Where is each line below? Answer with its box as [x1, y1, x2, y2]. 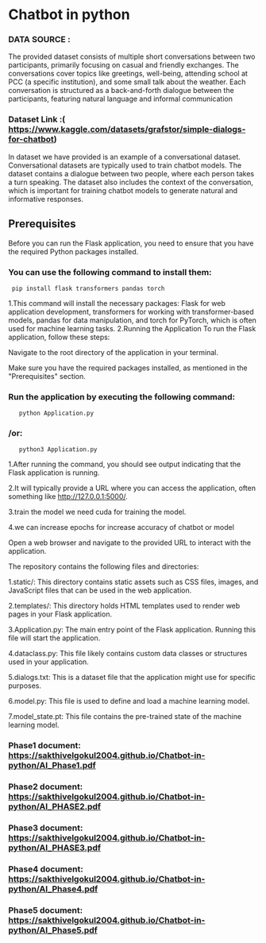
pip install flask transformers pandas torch [11, 284, 165, 292]
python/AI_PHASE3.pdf [8, 842, 102, 853]
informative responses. [8, 194, 83, 203]
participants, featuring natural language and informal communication [8, 94, 233, 104]
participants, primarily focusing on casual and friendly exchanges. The [8, 60, 240, 70]
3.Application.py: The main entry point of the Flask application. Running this [8, 625, 256, 635]
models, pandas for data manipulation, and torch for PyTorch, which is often [8, 315, 256, 325]
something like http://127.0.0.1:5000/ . [8, 492, 129, 501]
